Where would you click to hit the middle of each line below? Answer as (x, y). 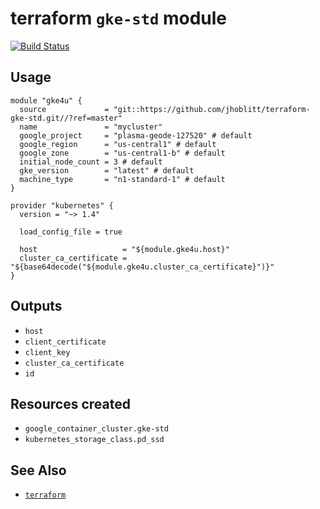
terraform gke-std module (119, 18)
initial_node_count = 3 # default (91, 162)
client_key (47, 352)
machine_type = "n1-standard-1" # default (122, 179)
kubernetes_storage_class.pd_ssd (94, 440)
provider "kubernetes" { (62, 205)
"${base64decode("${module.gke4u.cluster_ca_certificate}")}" (142, 267)
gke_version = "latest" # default (107, 170)
